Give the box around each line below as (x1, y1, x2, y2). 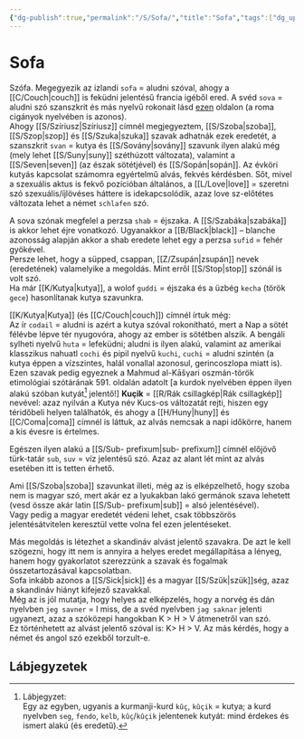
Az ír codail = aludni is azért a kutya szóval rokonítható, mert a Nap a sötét (9, 318, 289, 330)
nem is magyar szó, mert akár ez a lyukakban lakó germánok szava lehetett (9, 490, 291, 501)
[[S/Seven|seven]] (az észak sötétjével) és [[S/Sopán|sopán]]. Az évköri (9, 159, 279, 170)
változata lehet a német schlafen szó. (9, 197, 149, 208)
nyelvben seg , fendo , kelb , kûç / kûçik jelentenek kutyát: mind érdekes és (22, 711, 290, 722)
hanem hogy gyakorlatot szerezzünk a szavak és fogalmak (9, 555, 228, 566)
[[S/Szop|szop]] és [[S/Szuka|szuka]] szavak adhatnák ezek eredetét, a (9, 130, 277, 141)
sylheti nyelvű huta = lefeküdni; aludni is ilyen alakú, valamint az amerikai (9, 338, 282, 349)
